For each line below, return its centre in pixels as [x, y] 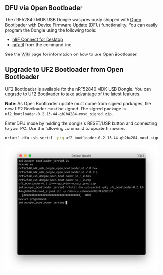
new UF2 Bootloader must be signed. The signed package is [65, 109]
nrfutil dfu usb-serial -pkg [34, 138]
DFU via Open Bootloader [44, 8]
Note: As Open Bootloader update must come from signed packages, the [78, 103]
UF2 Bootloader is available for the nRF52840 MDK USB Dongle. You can [78, 89]
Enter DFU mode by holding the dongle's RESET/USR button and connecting [81, 123]
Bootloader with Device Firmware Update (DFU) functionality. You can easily [81, 25]
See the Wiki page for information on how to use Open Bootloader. [72, 54]
